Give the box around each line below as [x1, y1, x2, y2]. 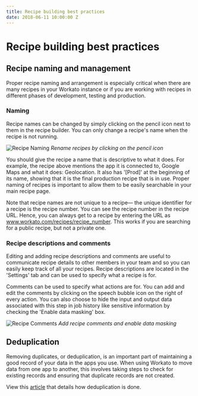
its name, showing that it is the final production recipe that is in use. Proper [6, 175, 190, 182]
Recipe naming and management [6, 64, 131, 74]
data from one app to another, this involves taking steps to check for [6, 365, 174, 372]
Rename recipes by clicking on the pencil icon [50, 144, 164, 152]
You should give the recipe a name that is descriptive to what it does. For [6, 156, 185, 163]
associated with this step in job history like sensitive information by [6, 302, 170, 309]
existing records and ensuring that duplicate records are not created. [6, 372, 175, 379]
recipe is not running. [6, 133, 58, 140]
